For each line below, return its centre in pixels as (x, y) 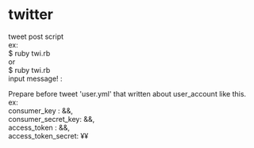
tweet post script (36, 36)
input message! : (35, 78)
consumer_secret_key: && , (52, 119)
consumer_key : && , (40, 110)
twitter (31, 15)
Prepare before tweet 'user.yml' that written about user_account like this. (127, 93)
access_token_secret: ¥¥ (48, 135)
